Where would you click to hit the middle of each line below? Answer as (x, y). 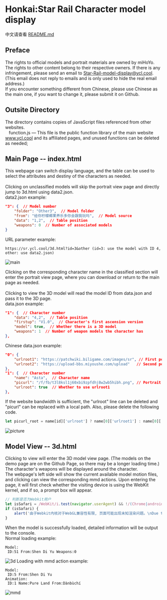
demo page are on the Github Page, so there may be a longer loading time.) (83, 464)
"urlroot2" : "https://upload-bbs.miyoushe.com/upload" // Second (85, 364)
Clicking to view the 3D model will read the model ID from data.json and (79, 293)
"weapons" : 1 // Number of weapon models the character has (79, 331)
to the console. (20, 533)
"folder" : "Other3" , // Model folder (54, 211)
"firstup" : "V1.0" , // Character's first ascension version (79, 322)
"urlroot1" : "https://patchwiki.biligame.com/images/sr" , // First (85, 359)
